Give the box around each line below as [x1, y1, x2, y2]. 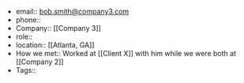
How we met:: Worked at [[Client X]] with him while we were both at [15, 49, 237, 58]
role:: [15, 32, 33, 41]
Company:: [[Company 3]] [15, 24, 101, 32]
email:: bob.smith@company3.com [15, 7, 130, 16]
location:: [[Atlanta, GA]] [15, 40, 95, 50]
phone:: [15, 15, 41, 25]
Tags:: [15, 66, 36, 74]
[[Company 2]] [15, 57, 65, 66]
